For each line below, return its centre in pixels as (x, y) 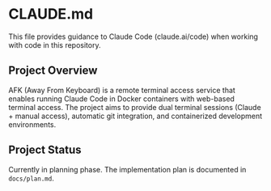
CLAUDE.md (51, 14)
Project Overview (53, 71)
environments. (32, 124)
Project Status (45, 150)
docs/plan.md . (31, 178)
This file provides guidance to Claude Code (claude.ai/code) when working (133, 36)
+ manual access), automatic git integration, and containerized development (135, 116)
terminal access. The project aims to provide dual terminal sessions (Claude (135, 107)
